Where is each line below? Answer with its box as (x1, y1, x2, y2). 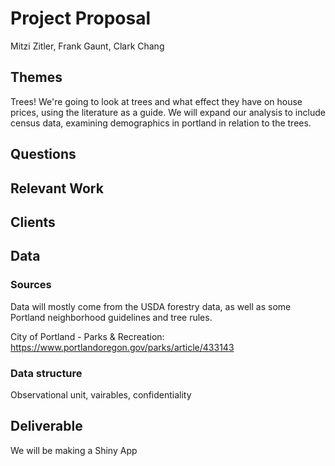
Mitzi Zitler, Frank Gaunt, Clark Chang (10, 40, 165, 52)
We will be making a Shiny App (10, 444, 138, 456)
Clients (10, 213, 56, 231)
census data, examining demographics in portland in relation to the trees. (10, 117, 312, 129)
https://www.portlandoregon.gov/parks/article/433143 (10, 341, 235, 353)
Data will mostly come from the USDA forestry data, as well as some (10, 300, 292, 312)
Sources (10, 278, 52, 292)
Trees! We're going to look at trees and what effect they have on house (10, 95, 303, 107)
